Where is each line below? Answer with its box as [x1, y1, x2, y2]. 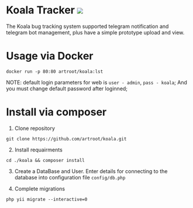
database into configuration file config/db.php [14, 174, 126, 181]
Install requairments [14, 146, 63, 153]
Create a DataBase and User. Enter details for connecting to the [14, 167, 168, 175]
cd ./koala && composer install [6, 157, 85, 163]
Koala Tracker [6, 3, 75, 17]
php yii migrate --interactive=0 [6, 196, 88, 202]
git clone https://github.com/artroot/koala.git [6, 136, 127, 142]
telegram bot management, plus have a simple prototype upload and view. [6, 29, 185, 36]
